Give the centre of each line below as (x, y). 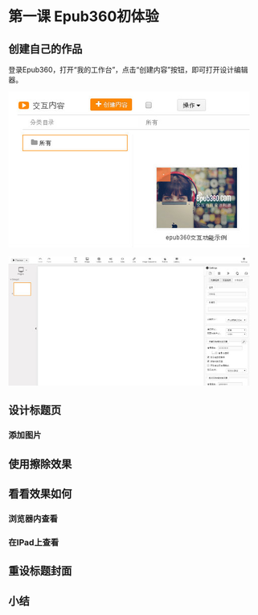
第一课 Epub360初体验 (84, 17)
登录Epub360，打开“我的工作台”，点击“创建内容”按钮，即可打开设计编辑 (128, 70)
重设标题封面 (40, 571)
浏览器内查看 (33, 519)
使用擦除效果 (40, 464)
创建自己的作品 (45, 49)
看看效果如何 (40, 494)
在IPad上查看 (34, 542)
